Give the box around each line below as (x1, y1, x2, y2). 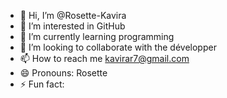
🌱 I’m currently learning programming (19, 31, 175, 42)
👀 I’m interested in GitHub (19, 20, 126, 32)
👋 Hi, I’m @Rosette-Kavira (19, 10, 127, 21)
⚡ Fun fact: (19, 78, 65, 90)
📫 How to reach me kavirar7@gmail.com (19, 53, 190, 64)
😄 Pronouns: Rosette (19, 67, 108, 79)
